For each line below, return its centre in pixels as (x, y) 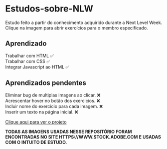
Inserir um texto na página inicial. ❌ (42, 112)
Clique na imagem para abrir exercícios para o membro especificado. (77, 27)
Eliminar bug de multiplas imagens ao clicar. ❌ (53, 95)
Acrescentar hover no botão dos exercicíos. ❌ (53, 100)
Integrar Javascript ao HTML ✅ (37, 67)
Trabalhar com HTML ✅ (30, 55)
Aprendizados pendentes (46, 83)
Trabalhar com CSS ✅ (28, 61)
